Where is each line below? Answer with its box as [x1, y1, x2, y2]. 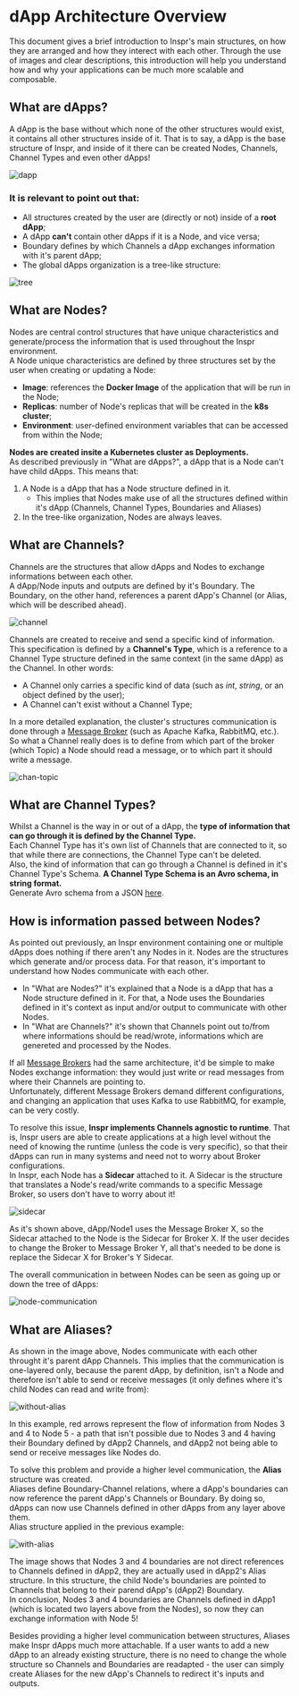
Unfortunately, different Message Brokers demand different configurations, [9, 1086, 285, 1097]
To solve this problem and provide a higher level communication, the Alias [9, 1464, 282, 1475]
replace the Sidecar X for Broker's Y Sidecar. [9, 1252, 174, 1263]
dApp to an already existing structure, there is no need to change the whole [9, 1649, 287, 1660]
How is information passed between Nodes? [9, 913, 261, 929]
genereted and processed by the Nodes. [21, 1040, 171, 1051]
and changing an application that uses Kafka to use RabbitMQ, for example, [9, 1096, 287, 1107]
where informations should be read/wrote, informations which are [21, 1030, 264, 1041]
